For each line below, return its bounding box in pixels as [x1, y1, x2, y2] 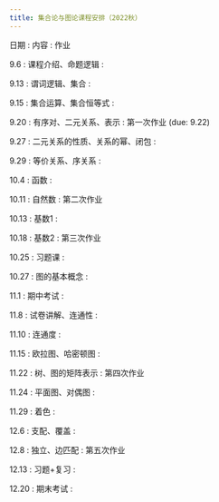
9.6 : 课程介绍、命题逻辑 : [9, 58, 104, 69]
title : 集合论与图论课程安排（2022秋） [9, 13, 142, 23]
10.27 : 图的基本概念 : [9, 271, 89, 281]
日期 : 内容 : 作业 [9, 39, 71, 50]
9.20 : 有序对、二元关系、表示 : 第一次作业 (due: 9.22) [9, 116, 211, 127]
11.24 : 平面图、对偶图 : [9, 387, 95, 398]
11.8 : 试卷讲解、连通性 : [9, 310, 98, 320]
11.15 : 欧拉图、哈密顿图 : [9, 348, 101, 359]
